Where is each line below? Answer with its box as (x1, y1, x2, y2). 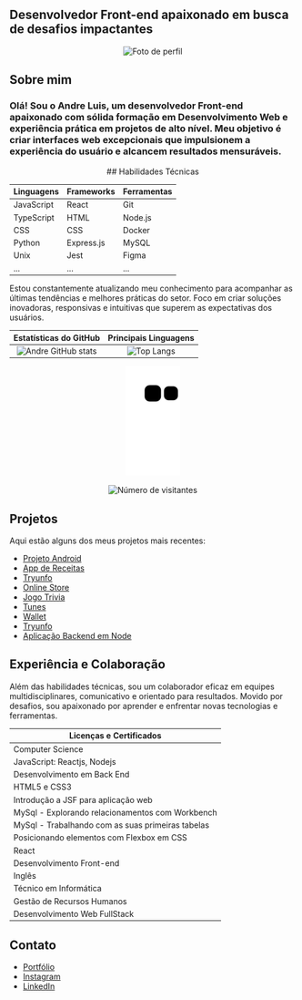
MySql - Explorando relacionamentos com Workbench (13, 807, 218, 818)
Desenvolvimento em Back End (13, 769, 130, 780)
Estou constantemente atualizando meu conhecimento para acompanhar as (9, 283, 293, 294)
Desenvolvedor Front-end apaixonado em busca (9, 7, 289, 23)
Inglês (13, 871, 36, 881)
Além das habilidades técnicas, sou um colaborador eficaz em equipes (9, 681, 275, 692)
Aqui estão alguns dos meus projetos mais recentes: (9, 535, 206, 546)
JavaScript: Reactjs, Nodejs (13, 756, 116, 767)
